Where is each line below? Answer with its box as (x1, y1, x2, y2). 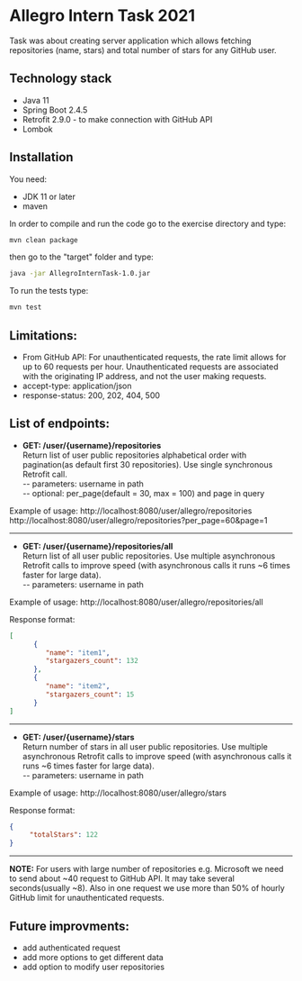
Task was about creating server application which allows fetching (9, 35, 252, 46)
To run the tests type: (9, 286, 89, 296)
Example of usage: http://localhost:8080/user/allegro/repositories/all (9, 596, 263, 607)
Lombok (22, 123, 54, 134)
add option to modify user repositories (22, 961, 164, 972)
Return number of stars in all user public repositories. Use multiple (22, 740, 268, 752)
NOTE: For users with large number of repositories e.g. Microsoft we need (9, 864, 284, 875)
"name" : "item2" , (45, 682, 111, 691)
